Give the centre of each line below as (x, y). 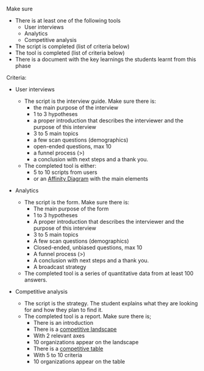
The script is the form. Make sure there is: (77, 202)
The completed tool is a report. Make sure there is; (88, 316)
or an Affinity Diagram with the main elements (91, 179)
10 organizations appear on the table (79, 362)
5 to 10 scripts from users (65, 172)
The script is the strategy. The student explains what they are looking (111, 303)
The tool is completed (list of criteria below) (70, 53)
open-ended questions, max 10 (72, 146)
